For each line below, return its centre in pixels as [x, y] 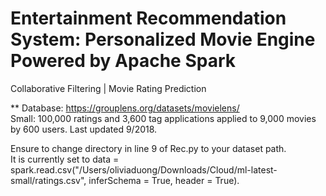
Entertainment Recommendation [148, 18]
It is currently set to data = [65, 159]
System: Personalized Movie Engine [163, 39]
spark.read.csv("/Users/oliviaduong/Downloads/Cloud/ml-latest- [144, 169]
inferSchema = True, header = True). [164, 180]
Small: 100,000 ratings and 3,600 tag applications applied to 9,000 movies [163, 118]
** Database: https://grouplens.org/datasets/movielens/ [125, 108]
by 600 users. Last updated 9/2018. [84, 129]
